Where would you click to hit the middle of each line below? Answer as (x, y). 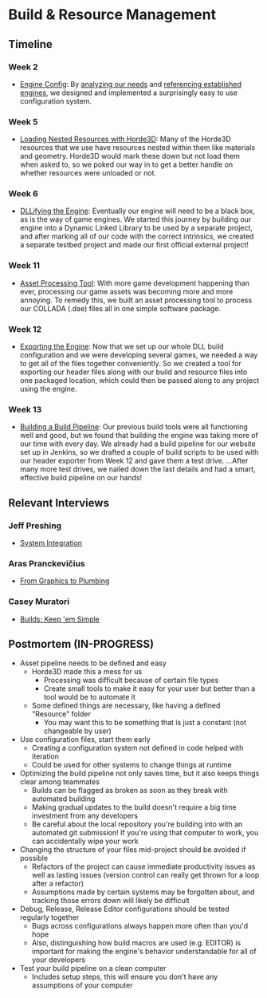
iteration (45, 756)
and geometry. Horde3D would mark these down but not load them (130, 156)
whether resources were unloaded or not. (88, 173)
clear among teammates (59, 782)
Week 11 (24, 266)
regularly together (49, 917)
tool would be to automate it (89, 697)
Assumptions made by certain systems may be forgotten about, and (143, 892)
